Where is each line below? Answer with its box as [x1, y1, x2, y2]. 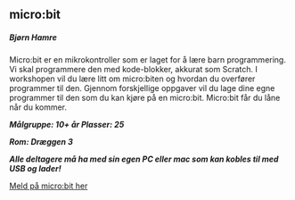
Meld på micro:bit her [9, 180, 88, 191]
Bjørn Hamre [9, 31, 58, 43]
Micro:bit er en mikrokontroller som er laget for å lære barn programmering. [9, 54, 287, 65]
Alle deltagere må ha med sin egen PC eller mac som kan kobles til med [9, 154, 279, 164]
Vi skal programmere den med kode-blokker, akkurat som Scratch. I [9, 64, 258, 75]
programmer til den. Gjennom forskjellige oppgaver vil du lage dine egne [9, 83, 275, 94]
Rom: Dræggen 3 [9, 137, 73, 147]
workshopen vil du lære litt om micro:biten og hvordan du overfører [9, 73, 256, 84]
